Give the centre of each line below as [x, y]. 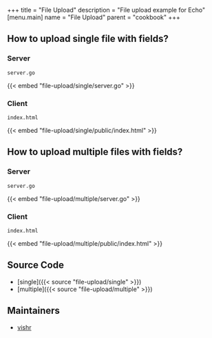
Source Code [35, 265]
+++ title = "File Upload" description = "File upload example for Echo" [106, 10]
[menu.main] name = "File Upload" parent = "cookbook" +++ [94, 17]
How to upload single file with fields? [88, 39]
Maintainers [34, 311]
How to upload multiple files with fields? [95, 152]
